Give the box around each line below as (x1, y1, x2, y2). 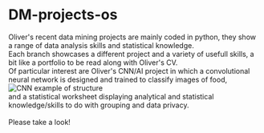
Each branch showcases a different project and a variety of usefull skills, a (8, 49, 254, 58)
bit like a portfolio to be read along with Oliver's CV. (8, 58, 178, 67)
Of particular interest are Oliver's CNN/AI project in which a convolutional (8, 66, 250, 75)
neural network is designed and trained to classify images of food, (8, 75, 228, 84)
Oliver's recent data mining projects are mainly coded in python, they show (8, 32, 257, 42)
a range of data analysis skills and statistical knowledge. (8, 40, 194, 50)
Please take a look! (8, 117, 71, 127)
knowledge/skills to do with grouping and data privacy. (8, 100, 189, 110)
